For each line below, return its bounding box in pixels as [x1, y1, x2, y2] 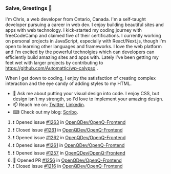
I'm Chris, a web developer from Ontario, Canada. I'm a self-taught [5, 16, 146, 23]
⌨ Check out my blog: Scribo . [12, 109, 78, 115]
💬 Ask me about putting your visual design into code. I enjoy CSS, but [12, 91, 160, 97]
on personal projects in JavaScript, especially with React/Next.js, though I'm [5, 38, 166, 44]
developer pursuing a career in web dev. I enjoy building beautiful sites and [5, 21, 164, 28]
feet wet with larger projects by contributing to [5, 60, 103, 66]
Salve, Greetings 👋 [5, 5, 52, 12]
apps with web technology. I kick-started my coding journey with [5, 27, 142, 33]
